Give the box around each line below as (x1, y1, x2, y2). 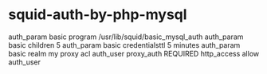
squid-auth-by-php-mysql (8, 6, 187, 24)
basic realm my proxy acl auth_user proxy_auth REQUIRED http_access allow (8, 49, 260, 58)
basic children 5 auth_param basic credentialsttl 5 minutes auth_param (8, 40, 241, 49)
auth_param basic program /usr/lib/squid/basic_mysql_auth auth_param (8, 32, 244, 41)
